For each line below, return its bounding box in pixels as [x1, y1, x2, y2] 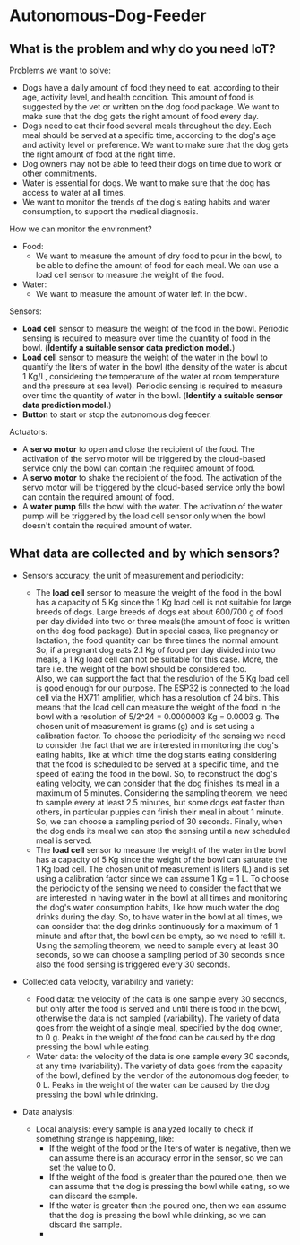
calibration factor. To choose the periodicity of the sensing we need [35, 730, 286, 741]
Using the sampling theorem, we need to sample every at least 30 [35, 939, 279, 951]
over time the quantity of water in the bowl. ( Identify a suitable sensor [21, 390, 284, 400]
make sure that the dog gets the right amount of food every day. [21, 111, 260, 121]
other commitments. [21, 168, 97, 178]
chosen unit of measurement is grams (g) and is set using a [35, 720, 255, 731]
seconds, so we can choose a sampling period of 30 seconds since [35, 949, 285, 960]
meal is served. [35, 835, 92, 846]
